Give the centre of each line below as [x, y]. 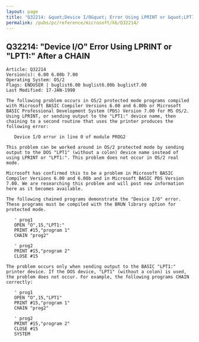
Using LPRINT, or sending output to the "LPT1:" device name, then [91, 116]
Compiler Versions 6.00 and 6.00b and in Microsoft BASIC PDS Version [95, 178]
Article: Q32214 [26, 70]
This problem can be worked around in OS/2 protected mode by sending [95, 148]
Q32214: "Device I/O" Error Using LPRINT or [89, 47]
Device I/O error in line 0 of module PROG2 [70, 137]
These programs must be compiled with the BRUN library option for [91, 204]
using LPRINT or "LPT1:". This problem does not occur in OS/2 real [92, 158]
